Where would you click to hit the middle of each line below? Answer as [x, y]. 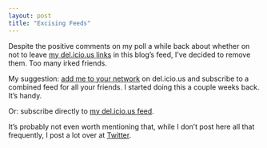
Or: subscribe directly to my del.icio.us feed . [81, 111]
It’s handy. [25, 95]
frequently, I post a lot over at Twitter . [70, 135]
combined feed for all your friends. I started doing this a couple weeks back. [134, 87]
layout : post [30, 16]
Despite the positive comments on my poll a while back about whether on [129, 46]
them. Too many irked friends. [58, 63]
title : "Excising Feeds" [50, 23]
